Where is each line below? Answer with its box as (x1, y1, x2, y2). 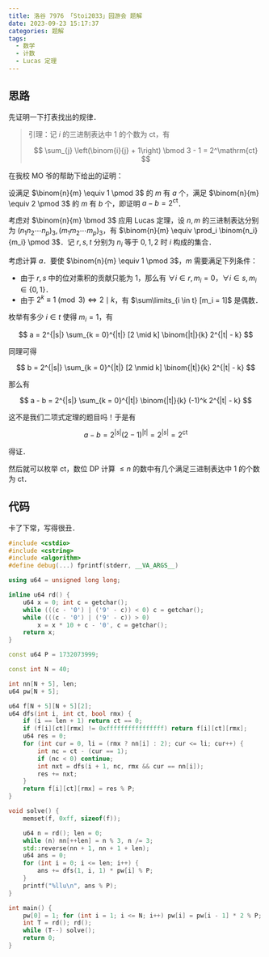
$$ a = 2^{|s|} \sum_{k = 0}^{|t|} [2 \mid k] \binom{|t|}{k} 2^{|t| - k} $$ (18, 330, 254, 340)
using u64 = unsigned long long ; (8, 576, 121, 585)
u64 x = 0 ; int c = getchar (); (23, 598, 128, 606)
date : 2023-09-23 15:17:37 (8, 19, 99, 28)
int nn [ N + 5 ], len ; (8, 679, 78, 688)
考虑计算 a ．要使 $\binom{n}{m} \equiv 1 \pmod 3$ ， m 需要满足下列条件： (8, 256, 258, 266)
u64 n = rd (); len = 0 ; (23, 829, 103, 837)
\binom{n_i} (219, 226, 258, 236)
